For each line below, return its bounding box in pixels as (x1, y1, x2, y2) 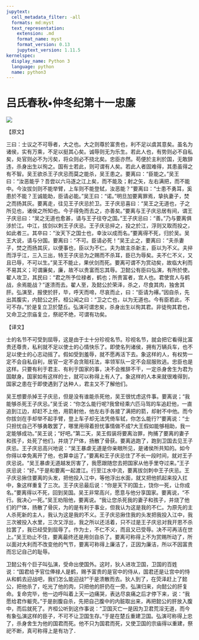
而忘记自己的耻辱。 (6, 548, 53, 555)
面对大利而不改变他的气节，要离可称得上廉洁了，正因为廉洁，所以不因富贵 (11, 541, 193, 548)
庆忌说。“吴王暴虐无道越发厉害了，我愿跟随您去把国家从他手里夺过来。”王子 (6, 460, 190, 467)
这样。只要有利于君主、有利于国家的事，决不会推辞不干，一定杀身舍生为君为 (6, 366, 193, 373)
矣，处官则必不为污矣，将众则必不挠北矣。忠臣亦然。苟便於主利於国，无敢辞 (6, 156, 193, 163)
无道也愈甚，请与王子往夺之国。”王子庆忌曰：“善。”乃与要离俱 (44, 215, 192, 222)
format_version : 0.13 (17, 42, 70, 48)
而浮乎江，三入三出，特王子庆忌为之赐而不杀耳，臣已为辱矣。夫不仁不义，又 (6, 252, 193, 259)
